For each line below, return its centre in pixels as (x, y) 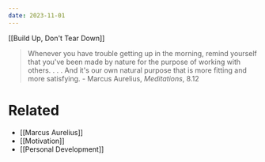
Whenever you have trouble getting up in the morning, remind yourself (142, 53)
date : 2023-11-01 (37, 15)
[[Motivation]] (42, 141)
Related (34, 110)
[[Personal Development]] (62, 149)
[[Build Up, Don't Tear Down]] (57, 38)
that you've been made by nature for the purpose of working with (134, 62)
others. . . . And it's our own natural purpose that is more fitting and (137, 70)
